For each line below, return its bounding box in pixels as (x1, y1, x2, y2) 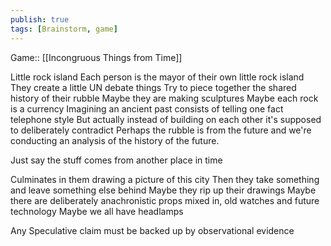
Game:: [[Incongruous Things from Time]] (10, 51, 183, 63)
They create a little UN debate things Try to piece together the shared (10, 81, 297, 93)
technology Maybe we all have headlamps (10, 205, 184, 217)
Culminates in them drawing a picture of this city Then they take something (10, 173, 320, 185)
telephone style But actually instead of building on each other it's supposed (10, 113, 322, 125)
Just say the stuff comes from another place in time (10, 154, 223, 166)
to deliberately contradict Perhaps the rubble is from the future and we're (10, 124, 312, 136)
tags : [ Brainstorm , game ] (10, 24, 118, 34)
